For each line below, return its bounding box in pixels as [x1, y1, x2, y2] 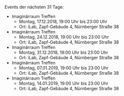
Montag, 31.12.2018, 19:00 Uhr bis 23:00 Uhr [19, 49, 108, 55]
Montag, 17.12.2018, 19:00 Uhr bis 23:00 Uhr [19, 19, 108, 24]
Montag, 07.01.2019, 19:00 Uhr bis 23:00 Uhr [19, 65, 109, 71]
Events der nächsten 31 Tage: [4, 4, 64, 10]
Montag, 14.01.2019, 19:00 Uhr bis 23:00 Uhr [19, 80, 108, 86]
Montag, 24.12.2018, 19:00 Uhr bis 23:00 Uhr [19, 34, 109, 40]
